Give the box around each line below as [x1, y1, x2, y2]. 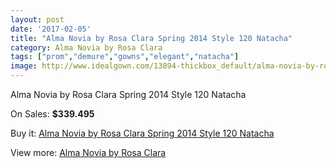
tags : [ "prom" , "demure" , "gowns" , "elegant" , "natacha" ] [10, 52, 240, 62]
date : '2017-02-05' [10, 24, 92, 34]
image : [10, 61, 38, 71]
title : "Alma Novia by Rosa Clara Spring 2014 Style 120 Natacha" [10, 33, 293, 43]
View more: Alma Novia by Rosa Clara [10, 147, 167, 158]
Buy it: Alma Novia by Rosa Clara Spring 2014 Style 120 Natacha [10, 127, 275, 139]
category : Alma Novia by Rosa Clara [10, 42, 163, 53]
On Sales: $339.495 [10, 108, 95, 120]
